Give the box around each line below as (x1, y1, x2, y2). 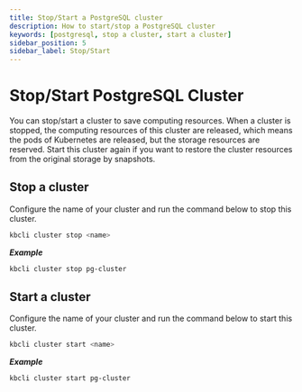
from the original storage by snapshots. (9, 154, 156, 165)
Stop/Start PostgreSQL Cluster (9, 86, 244, 106)
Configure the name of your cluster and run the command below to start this (9, 313, 293, 324)
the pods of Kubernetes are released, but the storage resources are (9, 134, 261, 145)
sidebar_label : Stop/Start (9, 47, 111, 56)
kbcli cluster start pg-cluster (9, 374, 131, 383)
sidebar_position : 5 (9, 38, 87, 48)
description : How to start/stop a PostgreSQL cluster (9, 22, 216, 31)
